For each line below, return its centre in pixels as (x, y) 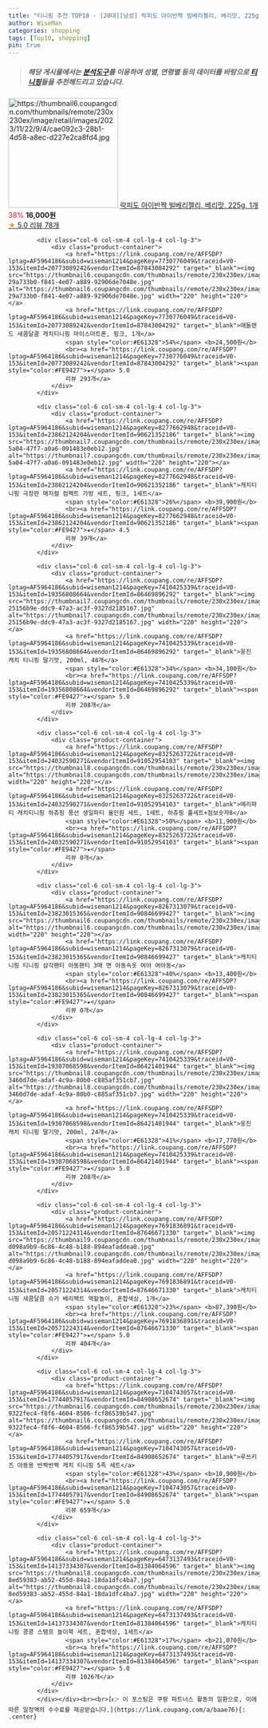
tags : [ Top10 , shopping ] (49, 38)
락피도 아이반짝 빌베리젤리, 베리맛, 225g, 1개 (189, 205)
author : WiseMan (35, 23)
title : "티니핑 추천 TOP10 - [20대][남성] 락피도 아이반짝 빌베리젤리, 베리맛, (125, 16)
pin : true (25, 45)
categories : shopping (44, 30)
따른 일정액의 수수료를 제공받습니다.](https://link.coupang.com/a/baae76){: (127, 1710)
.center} (23, 1717)
